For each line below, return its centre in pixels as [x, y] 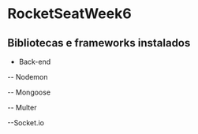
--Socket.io [26, 123]
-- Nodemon [28, 77]
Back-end [35, 61]
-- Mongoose [29, 92]
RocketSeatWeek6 [69, 14]
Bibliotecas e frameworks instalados [99, 43]
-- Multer [22, 108]
